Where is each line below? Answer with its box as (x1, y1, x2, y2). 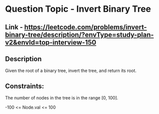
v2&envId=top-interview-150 (5, 38, 97, 46)
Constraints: (5, 82, 44, 90)
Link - (5, 23, 23, 31)
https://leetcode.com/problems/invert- (24, 23, 147, 31)
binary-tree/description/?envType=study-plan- (5, 30, 154, 39)
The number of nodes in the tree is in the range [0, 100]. (5, 95, 119, 101)
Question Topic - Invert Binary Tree (5, 3, 151, 15)
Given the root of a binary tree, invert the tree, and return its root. (5, 68, 136, 74)
